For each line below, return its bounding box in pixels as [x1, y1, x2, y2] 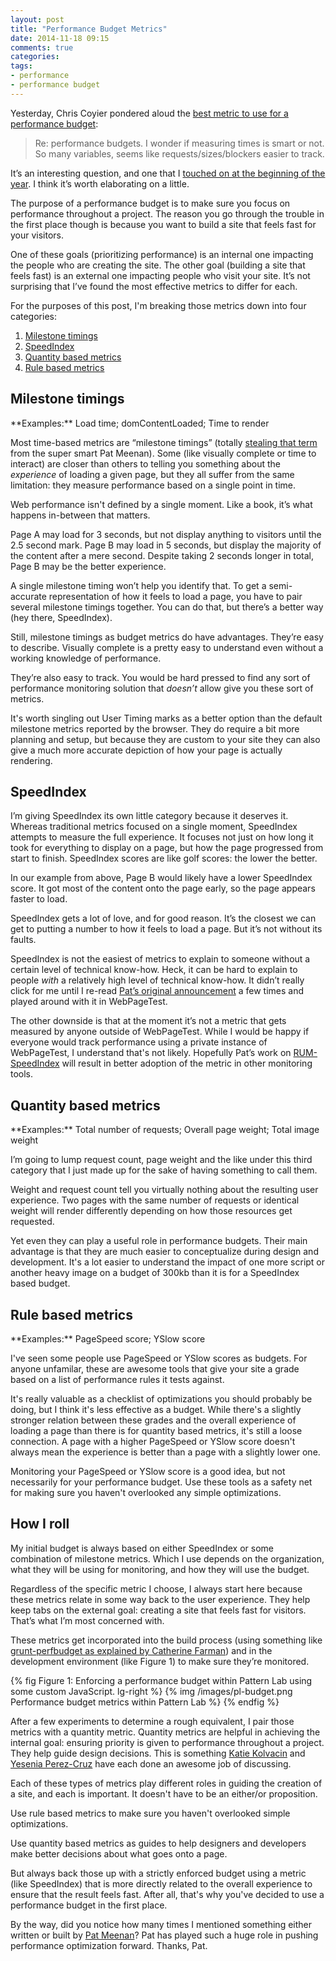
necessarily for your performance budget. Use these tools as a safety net [10, 1476, 313, 1488]
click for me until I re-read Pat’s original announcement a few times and [10, 985, 304, 997]
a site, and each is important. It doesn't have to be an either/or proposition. [10, 1787, 318, 1800]
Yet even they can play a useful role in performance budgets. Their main [10, 1235, 308, 1247]
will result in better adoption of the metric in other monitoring [61, 1057, 313, 1070]
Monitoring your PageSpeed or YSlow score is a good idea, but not [10, 1466, 286, 1477]
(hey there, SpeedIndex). [10, 611, 113, 623]
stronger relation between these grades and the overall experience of [10, 1414, 297, 1426]
